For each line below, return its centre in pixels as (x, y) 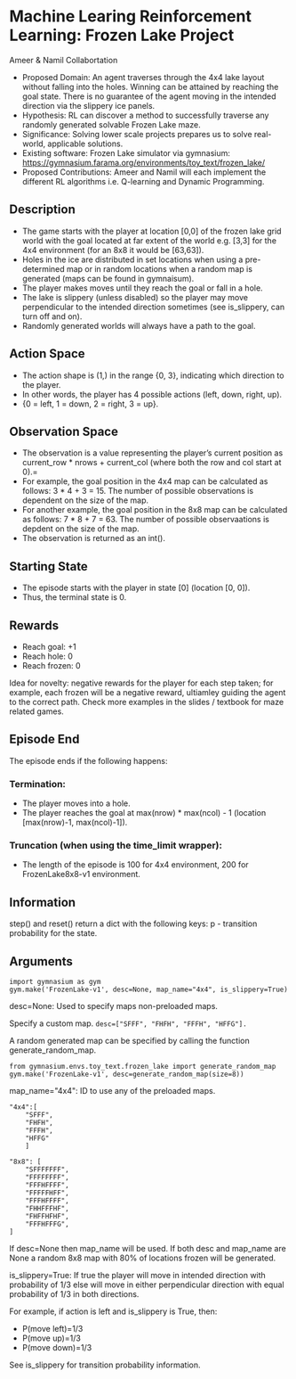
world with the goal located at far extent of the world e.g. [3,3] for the (149, 240)
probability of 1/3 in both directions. (74, 1294)
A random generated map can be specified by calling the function (130, 1041)
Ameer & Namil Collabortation (64, 60)
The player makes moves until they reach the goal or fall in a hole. (143, 288)
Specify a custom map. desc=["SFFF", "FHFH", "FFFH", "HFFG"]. (128, 1023)
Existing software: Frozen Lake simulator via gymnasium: (126, 152)
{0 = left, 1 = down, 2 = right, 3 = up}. (90, 404)
